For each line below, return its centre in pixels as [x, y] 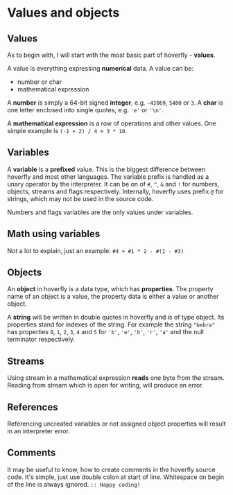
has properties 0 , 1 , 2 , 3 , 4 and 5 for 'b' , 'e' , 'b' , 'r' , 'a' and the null [106, 332]
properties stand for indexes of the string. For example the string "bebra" [111, 324]
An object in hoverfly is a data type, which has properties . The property [110, 289]
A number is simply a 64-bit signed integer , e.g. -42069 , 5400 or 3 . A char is [115, 103]
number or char [40, 82]
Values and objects [63, 13]
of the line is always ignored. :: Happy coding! [74, 484]
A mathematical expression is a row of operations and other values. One [112, 123]
